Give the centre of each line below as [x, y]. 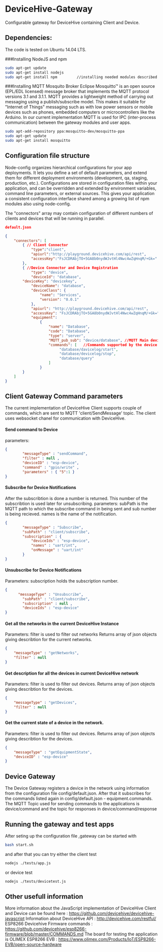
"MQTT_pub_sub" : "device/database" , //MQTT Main [98, 340]
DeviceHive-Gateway [49, 9]
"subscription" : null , [48, 603]
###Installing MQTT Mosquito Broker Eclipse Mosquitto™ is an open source [80, 86]
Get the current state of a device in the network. [54, 723]
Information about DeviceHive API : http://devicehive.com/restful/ [91, 919]
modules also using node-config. [38, 204]
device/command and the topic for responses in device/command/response [81, 809]
